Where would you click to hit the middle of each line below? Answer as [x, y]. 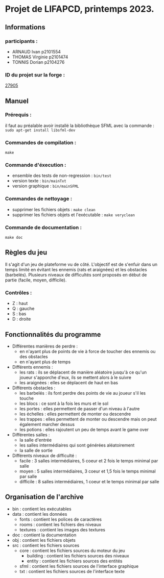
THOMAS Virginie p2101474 [40, 57]
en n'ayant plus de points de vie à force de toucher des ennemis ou [87, 351]
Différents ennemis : [32, 367]
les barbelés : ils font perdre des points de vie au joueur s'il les [82, 393]
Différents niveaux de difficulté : [44, 455]
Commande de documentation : [44, 227]
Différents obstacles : [34, 388]
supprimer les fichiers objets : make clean [54, 209]
